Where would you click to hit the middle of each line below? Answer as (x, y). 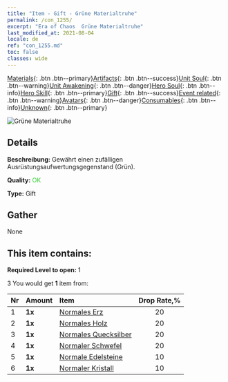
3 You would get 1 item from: (48, 283)
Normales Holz (83, 323)
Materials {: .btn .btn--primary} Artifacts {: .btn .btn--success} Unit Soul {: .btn (115, 78)
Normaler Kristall (86, 368)
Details (22, 143)
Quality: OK (24, 180)
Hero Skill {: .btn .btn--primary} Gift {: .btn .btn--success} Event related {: (121, 93)
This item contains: (49, 253)
